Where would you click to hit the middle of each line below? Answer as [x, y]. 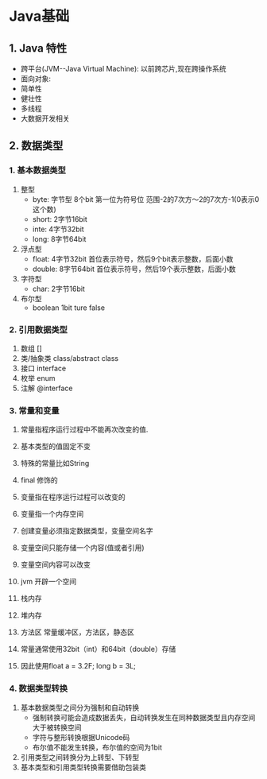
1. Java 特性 [38, 48]
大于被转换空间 [57, 727]
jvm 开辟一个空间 [48, 582]
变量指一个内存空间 [52, 514]
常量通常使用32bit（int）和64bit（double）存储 [98, 649]
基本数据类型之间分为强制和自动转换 [80, 707]
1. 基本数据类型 [38, 170]
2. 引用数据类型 [39, 329]
